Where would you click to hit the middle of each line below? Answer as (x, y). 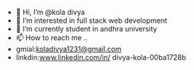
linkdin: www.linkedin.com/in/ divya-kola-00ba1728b (101, 57)
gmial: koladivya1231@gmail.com (68, 49)
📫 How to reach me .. (52, 38)
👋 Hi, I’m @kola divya (50, 12)
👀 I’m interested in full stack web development (91, 20)
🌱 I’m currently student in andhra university (86, 29)
